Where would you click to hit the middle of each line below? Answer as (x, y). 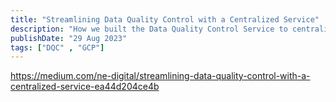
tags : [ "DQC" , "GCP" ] (57, 47)
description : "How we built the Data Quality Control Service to (149, 29)
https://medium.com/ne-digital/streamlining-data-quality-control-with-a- (160, 76)
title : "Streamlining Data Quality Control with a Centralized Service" (165, 19)
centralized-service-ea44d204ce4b (85, 87)
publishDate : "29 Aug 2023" (69, 38)
